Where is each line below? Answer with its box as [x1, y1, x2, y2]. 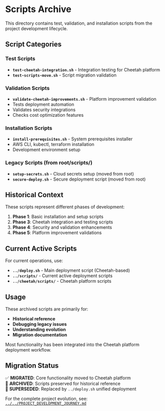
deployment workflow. [5, 347, 51, 353]
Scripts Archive [5, 4, 72, 15]
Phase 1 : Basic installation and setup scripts [12, 214, 104, 220]
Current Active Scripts [5, 244, 77, 253]
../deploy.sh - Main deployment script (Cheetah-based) [12, 268, 130, 274]
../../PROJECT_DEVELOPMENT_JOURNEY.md [5, 401, 87, 406]
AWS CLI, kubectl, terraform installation [12, 141, 95, 147]
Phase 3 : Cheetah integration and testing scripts [12, 219, 113, 225]
